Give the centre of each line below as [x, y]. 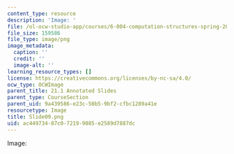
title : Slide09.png [36, 117]
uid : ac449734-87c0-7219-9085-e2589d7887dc [71, 123]
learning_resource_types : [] [49, 71]
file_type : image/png [39, 40]
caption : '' [31, 53]
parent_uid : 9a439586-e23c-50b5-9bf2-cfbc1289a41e [82, 104]
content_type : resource [42, 14]
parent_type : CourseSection [48, 98]
